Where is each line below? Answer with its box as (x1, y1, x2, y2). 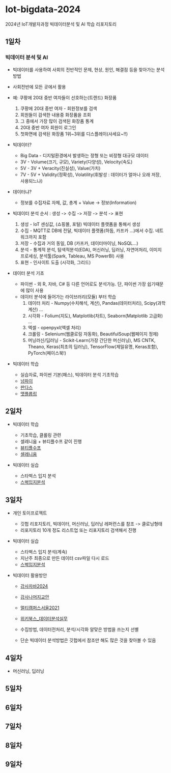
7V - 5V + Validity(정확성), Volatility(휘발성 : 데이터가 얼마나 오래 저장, (20, 171, 161, 178)
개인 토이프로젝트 (12, 510, 47, 516)
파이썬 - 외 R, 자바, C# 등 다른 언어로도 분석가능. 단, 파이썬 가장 (20, 281, 146, 287)
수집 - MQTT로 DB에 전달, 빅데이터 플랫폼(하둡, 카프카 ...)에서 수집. (20, 227, 154, 234)
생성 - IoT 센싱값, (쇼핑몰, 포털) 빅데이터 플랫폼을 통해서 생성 (20, 221, 141, 227)
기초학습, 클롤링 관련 (20, 432, 62, 438)
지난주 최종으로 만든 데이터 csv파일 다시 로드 (20, 555, 109, 561)
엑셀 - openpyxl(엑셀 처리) (27, 324, 81, 330)
